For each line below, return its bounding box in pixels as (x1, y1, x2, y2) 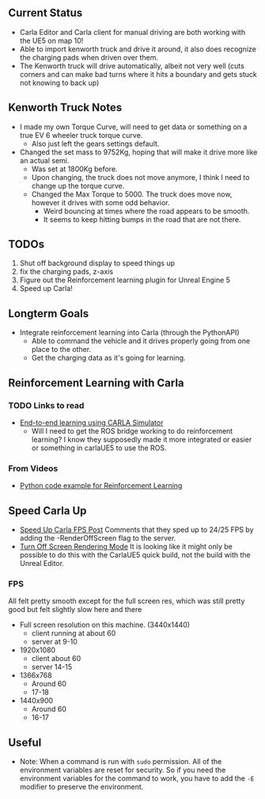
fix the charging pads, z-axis (19, 267, 113, 277)
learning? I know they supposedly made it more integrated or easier (31, 434, 252, 444)
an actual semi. (19, 155, 70, 165)
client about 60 (31, 654, 81, 663)
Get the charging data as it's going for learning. (31, 353, 186, 363)
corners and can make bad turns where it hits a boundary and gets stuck (19, 69, 257, 78)
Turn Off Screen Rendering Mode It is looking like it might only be (19, 542, 233, 552)
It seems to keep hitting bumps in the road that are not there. (43, 214, 241, 224)
